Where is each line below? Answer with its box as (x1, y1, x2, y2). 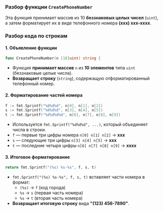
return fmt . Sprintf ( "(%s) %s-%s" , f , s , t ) (5, 165, 97, 170)
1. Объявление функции (5, 45, 57, 51)
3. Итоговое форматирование (5, 154, 70, 160)
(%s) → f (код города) (19, 185, 66, 191)
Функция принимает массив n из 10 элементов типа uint (12, 65, 135, 71)
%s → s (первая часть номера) (19, 190, 83, 196)
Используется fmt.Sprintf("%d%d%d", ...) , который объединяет (12, 121, 148, 127)
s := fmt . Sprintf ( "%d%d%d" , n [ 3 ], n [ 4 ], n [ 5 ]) (5, 108, 103, 113)
